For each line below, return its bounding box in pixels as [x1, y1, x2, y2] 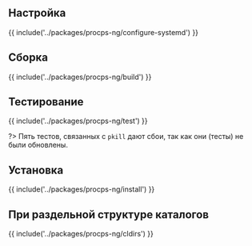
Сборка [8, 51, 48, 65]
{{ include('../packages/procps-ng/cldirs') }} [8, 229, 154, 239]
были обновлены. [8, 140, 68, 150]
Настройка [8, 6, 66, 20]
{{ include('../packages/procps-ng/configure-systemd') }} [8, 27, 198, 37]
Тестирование [8, 95, 84, 109]
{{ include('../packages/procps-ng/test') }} [8, 116, 148, 126]
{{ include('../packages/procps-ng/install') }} [8, 184, 155, 194]
